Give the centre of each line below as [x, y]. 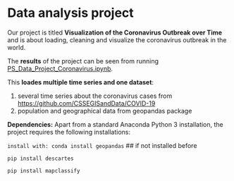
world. [17, 47]
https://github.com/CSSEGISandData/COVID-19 [86, 103]
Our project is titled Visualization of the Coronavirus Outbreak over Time [115, 32]
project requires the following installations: [69, 132]
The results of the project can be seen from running [83, 61]
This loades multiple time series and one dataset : [80, 82]
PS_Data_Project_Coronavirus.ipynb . [60, 68]
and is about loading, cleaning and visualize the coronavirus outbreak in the [117, 39]
